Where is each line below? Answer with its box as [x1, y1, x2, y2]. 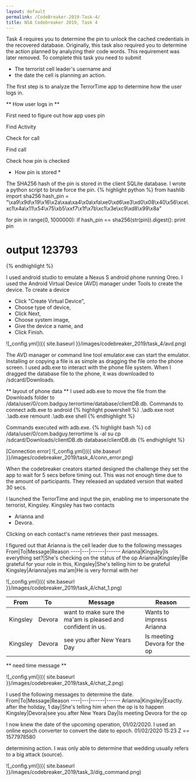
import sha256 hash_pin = [6, 193, 69, 200]
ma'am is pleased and [64, 616, 124, 624]
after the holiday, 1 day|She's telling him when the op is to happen [6, 704, 164, 711]
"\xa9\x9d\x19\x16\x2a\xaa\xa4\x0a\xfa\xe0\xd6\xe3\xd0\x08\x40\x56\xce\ [6, 199, 188, 206]
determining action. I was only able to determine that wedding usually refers [6, 745, 189, 752]
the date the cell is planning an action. [14, 71, 106, 79]
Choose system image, [14, 316, 70, 323]
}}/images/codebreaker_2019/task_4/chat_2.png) [6, 680, 124, 687]
